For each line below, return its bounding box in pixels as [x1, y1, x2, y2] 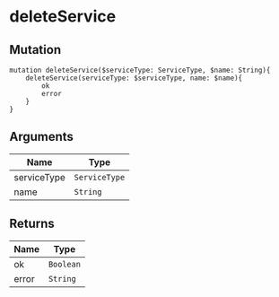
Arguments [9, 129, 74, 144]
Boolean [48, 258, 81, 269]
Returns [9, 216, 56, 231]
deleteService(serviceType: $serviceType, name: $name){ [25, 74, 243, 83]
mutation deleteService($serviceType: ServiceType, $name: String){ [9, 66, 271, 74]
